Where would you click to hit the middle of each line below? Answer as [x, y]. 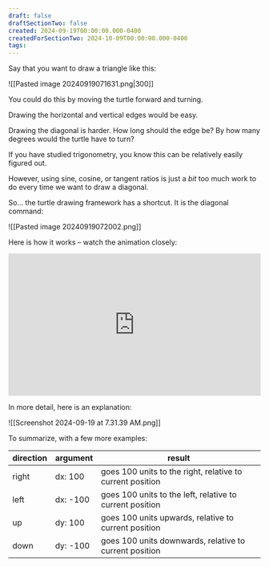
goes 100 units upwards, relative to [167, 517]
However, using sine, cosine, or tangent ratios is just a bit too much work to [132, 179]
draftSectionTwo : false [48, 23]
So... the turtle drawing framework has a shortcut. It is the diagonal [118, 203]
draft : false [30, 16]
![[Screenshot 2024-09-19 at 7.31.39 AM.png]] [85, 423]
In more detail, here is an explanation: [70, 407]
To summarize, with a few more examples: [78, 438]
